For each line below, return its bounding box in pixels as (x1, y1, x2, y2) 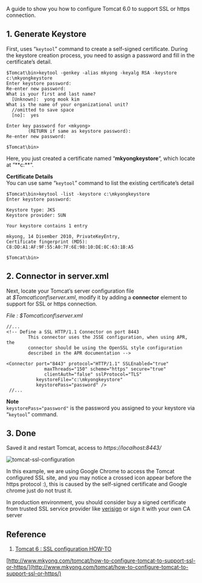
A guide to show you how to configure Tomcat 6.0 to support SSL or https (6, 5, 191, 12)
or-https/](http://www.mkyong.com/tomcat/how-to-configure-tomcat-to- (6, 564, 189, 571)
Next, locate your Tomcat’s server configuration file (6, 287, 134, 295)
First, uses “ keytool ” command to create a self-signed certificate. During (6, 45, 188, 52)
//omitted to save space (11, 107, 74, 113)
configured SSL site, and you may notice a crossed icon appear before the (6, 474, 192, 481)
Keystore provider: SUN (6, 212, 67, 218)
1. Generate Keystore (6, 29, 86, 39)
